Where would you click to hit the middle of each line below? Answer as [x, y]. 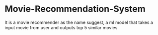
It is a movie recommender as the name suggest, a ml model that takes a [79, 22]
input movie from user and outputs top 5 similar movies [61, 27]
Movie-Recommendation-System [75, 9]
